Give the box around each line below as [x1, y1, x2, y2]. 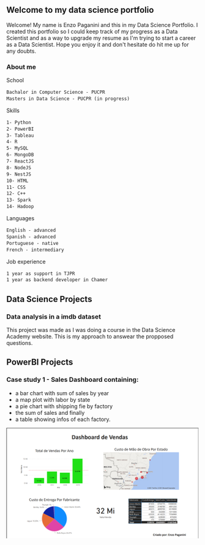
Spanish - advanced [6, 233, 56, 240]
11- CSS [6, 184, 26, 190]
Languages [6, 215, 35, 222]
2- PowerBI [6, 126, 34, 132]
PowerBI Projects [6, 357, 73, 368]
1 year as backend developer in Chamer [6, 277, 108, 283]
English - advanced [6, 227, 56, 234]
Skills [6, 107, 20, 114]
